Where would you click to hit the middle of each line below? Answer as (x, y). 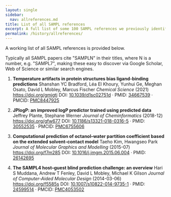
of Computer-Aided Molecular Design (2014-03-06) (67, 178)
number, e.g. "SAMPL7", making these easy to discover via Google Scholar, (84, 63)
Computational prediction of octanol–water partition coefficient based (88, 136)
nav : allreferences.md (34, 19)
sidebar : (15, 15)
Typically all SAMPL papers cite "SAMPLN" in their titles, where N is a (78, 58)
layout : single (21, 10)
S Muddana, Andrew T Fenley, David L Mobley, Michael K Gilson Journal (88, 173)
